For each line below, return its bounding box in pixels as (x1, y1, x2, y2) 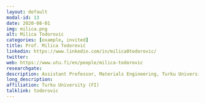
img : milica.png (6, 25, 48, 32)
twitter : (6, 54, 29, 60)
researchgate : (6, 65, 43, 71)
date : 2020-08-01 (6, 20, 51, 26)
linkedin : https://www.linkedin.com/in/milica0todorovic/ (6, 48, 157, 55)
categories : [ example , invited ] (6, 37, 88, 43)
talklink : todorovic (6, 88, 59, 94)
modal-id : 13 (6, 15, 40, 21)
